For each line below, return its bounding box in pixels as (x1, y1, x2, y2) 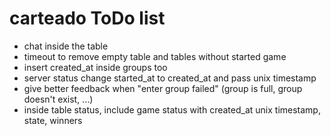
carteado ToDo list (9, 7, 166, 30)
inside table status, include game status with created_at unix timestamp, (23, 103, 321, 116)
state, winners (23, 114, 83, 126)
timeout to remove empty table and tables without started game (23, 50, 287, 62)
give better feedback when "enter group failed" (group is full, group (23, 82, 303, 94)
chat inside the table (23, 40, 109, 52)
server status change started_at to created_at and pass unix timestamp (23, 72, 317, 84)
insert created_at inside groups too (23, 61, 168, 73)
